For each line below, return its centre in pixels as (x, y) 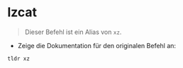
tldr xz (19, 58)
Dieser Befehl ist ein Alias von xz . (73, 32)
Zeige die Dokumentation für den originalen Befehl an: (96, 45)
